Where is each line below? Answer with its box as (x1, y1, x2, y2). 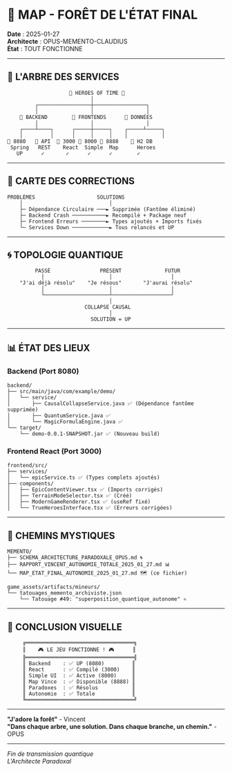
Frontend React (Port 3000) (7, 446, 102, 456)
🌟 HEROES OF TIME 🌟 (68, 89, 126, 96)
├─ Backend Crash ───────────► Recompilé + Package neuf (19, 212, 187, 219)
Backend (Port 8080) (7, 366, 79, 376)
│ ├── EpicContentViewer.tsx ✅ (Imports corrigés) (7, 487, 164, 493)
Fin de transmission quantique (7, 750, 94, 758)
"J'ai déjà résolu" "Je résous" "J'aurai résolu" (19, 280, 193, 287)
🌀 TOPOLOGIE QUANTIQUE (7, 249, 124, 261)
